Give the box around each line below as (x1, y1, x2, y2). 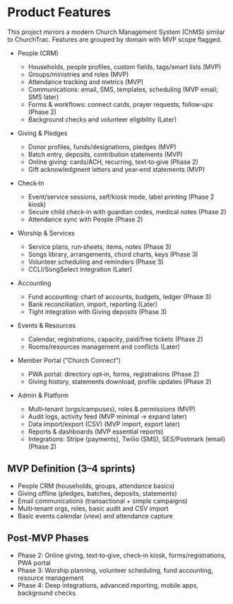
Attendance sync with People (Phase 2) (28, 215, 143, 223)
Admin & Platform (17, 390, 69, 400)
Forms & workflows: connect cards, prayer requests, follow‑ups (28, 100, 213, 108)
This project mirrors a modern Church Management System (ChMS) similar (7, 28, 226, 36)
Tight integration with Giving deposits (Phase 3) (28, 307, 167, 315)
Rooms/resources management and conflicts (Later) (28, 342, 180, 351)
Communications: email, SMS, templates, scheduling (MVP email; (28, 85, 218, 93)
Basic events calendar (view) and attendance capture (17, 511, 173, 520)
